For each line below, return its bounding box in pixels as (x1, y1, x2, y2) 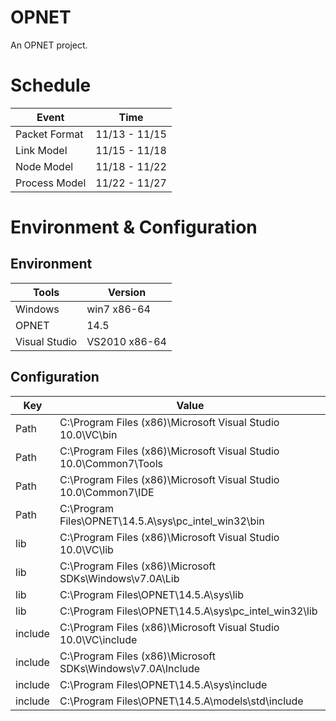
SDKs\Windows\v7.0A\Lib (59, 571, 180, 585)
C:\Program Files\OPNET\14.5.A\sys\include (59, 677, 268, 691)
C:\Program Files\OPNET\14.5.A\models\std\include (59, 694, 304, 708)
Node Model (15, 159, 74, 173)
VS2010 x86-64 (86, 334, 167, 348)
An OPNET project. (10, 39, 88, 51)
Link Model (15, 143, 68, 157)
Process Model (15, 176, 87, 190)
